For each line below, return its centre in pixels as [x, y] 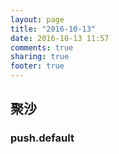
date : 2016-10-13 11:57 [60, 38]
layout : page [37, 19]
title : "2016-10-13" [53, 29]
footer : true [37, 66]
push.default [42, 138]
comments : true [42, 47]
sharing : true [40, 57]
